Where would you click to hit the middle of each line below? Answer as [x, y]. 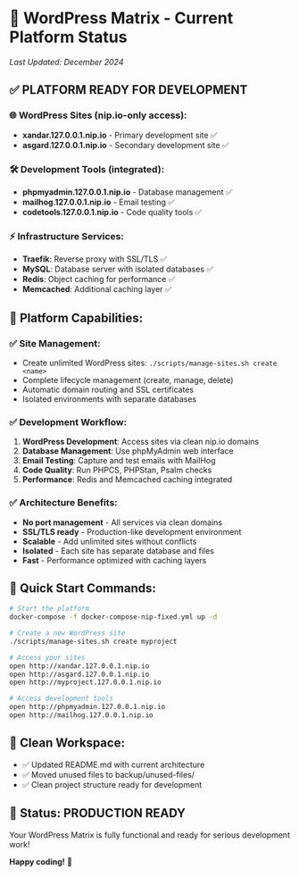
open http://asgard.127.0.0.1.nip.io [79, 674]
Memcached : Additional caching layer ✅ [97, 289]
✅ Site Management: [55, 343]
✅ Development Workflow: [68, 421]
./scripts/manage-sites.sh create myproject [93, 641]
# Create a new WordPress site [67, 633]
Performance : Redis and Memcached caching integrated [127, 480]
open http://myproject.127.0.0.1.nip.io [86, 682]
